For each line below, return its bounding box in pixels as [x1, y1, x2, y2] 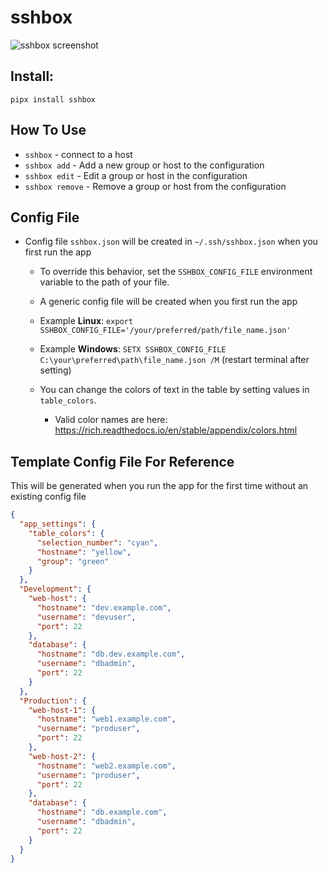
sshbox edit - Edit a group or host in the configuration [24, 169, 248, 181]
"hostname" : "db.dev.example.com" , [36, 649, 186, 660]
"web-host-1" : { [28, 705, 97, 715]
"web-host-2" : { [28, 751, 97, 761]
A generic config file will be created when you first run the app [39, 296, 298, 308]
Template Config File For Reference [10, 453, 235, 470]
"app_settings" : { [19, 519, 97, 530]
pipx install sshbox [10, 94, 97, 105]
